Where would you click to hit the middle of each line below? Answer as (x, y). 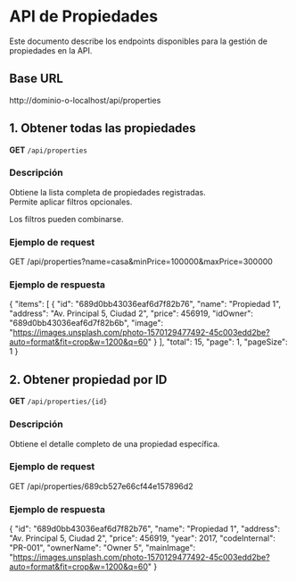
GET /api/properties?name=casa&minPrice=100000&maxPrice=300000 (141, 261)
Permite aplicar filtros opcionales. (71, 202)
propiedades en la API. (51, 50)
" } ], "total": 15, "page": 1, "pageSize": (218, 342)
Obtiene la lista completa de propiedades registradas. (108, 192)
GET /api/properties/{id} (58, 401)
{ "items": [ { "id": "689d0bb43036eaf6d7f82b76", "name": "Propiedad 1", (145, 304)
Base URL (37, 79)
